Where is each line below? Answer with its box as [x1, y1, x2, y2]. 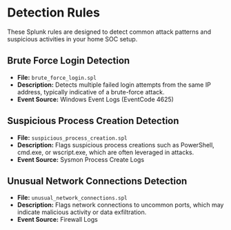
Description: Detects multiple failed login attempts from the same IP [17, 81, 212, 89]
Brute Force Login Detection [7, 55, 130, 67]
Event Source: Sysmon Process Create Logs [17, 155, 145, 163]
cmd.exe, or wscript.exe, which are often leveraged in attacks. [17, 148, 194, 156]
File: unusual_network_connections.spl [17, 194, 128, 202]
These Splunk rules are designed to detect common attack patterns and [7, 28, 212, 36]
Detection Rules [7, 5, 100, 21]
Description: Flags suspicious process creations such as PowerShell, [17, 140, 215, 149]
